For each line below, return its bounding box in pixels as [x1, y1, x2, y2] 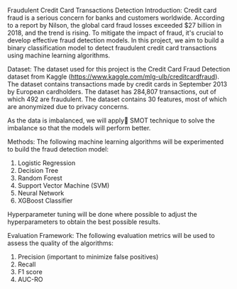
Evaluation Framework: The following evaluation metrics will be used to [7, 232, 215, 239]
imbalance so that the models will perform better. [7, 124, 151, 132]
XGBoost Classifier [17, 196, 73, 205]
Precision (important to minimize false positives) [17, 253, 159, 261]
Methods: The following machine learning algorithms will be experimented [7, 137, 224, 146]
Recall [17, 260, 36, 268]
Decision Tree [17, 166, 59, 174]
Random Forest [17, 174, 62, 182]
